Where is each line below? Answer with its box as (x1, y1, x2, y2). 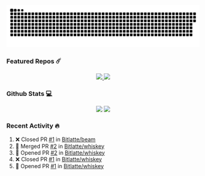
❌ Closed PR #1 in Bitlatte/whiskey (15, 155, 102, 163)
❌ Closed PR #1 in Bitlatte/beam (15, 136, 96, 143)
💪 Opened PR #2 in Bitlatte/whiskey (15, 148, 106, 156)
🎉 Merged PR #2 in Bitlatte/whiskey (15, 142, 105, 150)
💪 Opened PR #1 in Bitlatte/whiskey (15, 162, 104, 169)
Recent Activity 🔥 (6, 122, 60, 130)
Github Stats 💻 (6, 89, 53, 98)
